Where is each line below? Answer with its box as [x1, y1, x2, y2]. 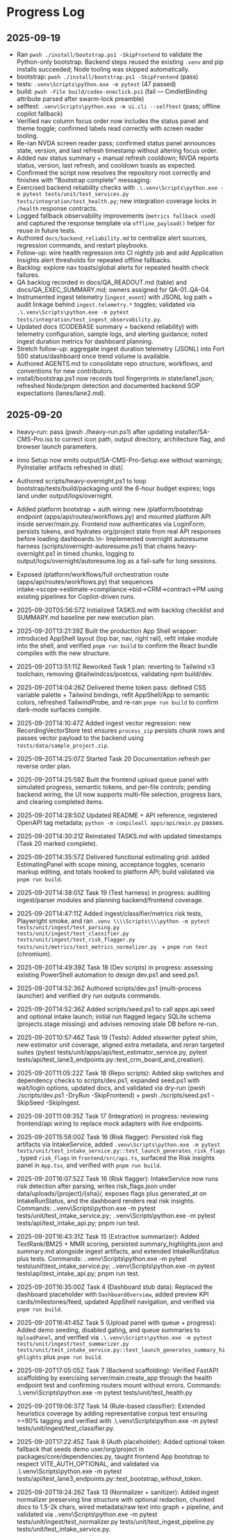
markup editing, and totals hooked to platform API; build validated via [16, 867, 215, 876]
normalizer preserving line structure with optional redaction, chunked [16, 1495, 215, 1503]
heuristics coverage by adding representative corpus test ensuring [16, 1409, 208, 1418]
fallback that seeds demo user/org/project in [16, 1445, 144, 1453]
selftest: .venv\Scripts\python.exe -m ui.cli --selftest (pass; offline [16, 102, 221, 110]
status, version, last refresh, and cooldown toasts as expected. [16, 161, 197, 169]
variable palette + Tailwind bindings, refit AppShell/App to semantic [16, 690, 210, 699]
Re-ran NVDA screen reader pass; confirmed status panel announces [16, 139, 216, 147]
